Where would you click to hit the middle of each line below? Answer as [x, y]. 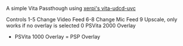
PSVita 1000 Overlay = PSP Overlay [57, 37]
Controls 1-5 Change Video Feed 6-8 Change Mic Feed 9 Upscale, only [92, 19]
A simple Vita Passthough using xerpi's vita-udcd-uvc [71, 8]
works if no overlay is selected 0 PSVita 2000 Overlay [71, 26]
